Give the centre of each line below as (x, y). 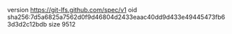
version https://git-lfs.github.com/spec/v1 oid (72, 10)
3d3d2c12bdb (27, 24)
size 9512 (62, 24)
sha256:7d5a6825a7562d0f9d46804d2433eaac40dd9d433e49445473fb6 (116, 17)
